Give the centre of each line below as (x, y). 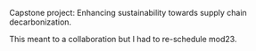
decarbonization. (41, 22)
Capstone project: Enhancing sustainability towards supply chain (128, 13)
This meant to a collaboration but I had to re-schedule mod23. (123, 39)
